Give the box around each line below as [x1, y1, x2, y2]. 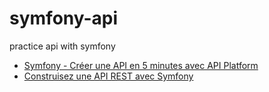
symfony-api [9, 7, 119, 30]
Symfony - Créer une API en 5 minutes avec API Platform [23, 59, 259, 71]
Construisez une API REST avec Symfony [23, 70, 194, 82]
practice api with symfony [9, 40, 116, 52]
